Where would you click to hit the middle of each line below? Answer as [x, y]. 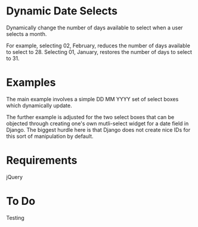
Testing [16, 217]
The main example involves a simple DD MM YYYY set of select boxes [92, 99]
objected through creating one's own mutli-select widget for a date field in [98, 123]
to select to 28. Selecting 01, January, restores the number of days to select [99, 52]
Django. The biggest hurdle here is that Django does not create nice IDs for [98, 129]
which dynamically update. [39, 105]
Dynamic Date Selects [62, 11]
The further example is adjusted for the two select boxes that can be [90, 117]
